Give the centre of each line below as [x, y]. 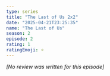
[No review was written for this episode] [55, 67]
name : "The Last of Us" [36, 28]
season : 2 [18, 34]
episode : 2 [20, 39]
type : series [22, 11]
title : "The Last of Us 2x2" [42, 17]
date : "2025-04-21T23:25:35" [42, 22]
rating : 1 [18, 45]
